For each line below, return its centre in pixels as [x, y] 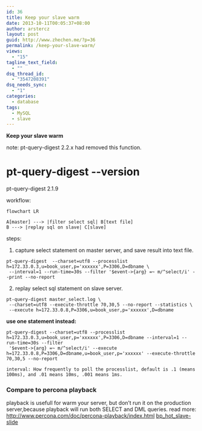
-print [14, 277]
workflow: [19, 201]
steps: [14, 239]
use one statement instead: [41, 322]
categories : [21, 96]
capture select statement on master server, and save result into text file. [104, 250]
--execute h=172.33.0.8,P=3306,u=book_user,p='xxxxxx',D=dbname [91, 310]
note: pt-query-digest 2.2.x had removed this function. [74, 147]
